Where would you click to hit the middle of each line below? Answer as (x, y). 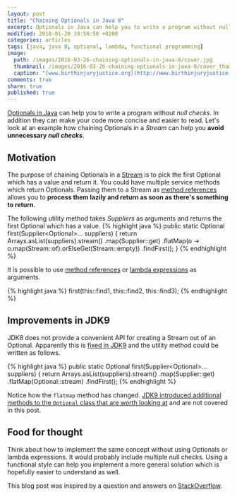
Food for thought (45, 432)
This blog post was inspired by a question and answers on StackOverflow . (115, 486)
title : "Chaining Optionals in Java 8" (66, 21)
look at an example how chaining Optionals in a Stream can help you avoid (116, 128)
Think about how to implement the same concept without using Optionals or (117, 449)
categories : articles (39, 40)
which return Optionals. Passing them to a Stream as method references (112, 189)
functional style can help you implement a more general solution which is (114, 464)
